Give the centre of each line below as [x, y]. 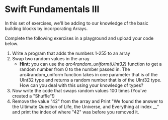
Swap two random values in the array [51, 58]
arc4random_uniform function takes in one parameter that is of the [89, 74]
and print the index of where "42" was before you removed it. [75, 112]
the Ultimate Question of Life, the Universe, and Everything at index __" [86, 106]
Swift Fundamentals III [52, 9]
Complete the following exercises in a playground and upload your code [79, 38]
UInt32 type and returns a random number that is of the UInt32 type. [91, 80]
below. [12, 43]
